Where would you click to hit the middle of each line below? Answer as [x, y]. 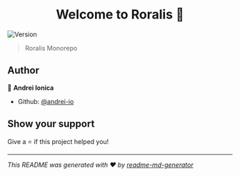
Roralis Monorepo [51, 48]
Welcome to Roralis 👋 [120, 15]
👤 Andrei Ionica [31, 88]
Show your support [51, 124]
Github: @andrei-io [46, 101]
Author [23, 71]
